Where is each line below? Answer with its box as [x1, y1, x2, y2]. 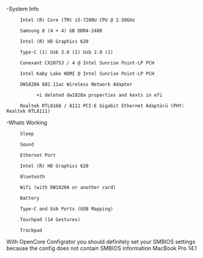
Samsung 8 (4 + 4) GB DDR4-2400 [20, 28, 103, 34]
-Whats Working [6, 119, 48, 126]
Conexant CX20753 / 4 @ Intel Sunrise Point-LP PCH [20, 60, 155, 66]
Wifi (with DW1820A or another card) [20, 184, 116, 191]
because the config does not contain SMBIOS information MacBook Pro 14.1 [6, 245, 197, 252]
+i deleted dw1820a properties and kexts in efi [36, 92, 163, 98]
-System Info [6, 6, 39, 12]
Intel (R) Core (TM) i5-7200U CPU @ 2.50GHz [20, 17, 136, 23]
